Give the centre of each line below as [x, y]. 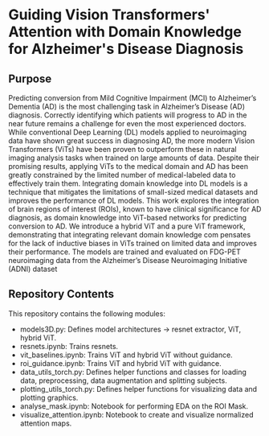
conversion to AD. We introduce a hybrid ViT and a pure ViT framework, [127, 226]
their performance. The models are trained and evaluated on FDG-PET [124, 252]
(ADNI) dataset [33, 269]
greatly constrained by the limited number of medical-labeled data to [122, 175]
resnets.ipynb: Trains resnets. [69, 346]
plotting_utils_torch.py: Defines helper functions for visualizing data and [139, 389]
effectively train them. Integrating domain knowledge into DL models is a [128, 183]
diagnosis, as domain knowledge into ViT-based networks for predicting [128, 218]
